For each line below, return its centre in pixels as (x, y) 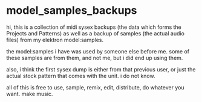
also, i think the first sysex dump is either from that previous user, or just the (101, 69)
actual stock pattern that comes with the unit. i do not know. (81, 76)
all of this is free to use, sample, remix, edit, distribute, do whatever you (95, 87)
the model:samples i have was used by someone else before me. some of (98, 51)
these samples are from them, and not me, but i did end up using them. (95, 58)
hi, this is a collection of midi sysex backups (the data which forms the (94, 27)
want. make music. (30, 94)
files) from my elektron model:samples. (55, 40)
